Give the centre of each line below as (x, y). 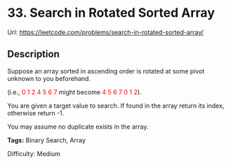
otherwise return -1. (36, 113)
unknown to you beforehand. (49, 78)
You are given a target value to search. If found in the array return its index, (116, 106)
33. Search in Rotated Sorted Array (111, 13)
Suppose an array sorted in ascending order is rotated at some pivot (106, 71)
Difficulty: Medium (34, 153)
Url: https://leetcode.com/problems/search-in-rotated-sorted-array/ (105, 32)
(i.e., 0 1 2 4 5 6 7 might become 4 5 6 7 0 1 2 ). (74, 92)
